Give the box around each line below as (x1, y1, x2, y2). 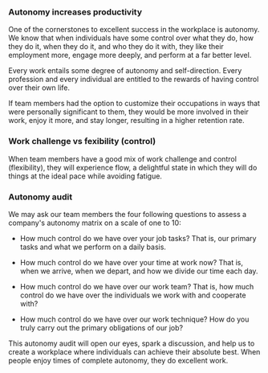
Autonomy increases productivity (8, 6, 143, 18)
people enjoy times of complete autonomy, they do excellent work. (8, 355, 229, 365)
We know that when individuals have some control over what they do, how (8, 33, 254, 43)
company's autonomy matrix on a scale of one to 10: (8, 218, 182, 227)
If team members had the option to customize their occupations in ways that (8, 99, 261, 109)
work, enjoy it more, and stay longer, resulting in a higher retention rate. (8, 116, 245, 125)
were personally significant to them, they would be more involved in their (8, 107, 249, 117)
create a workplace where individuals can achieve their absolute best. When (8, 346, 261, 356)
